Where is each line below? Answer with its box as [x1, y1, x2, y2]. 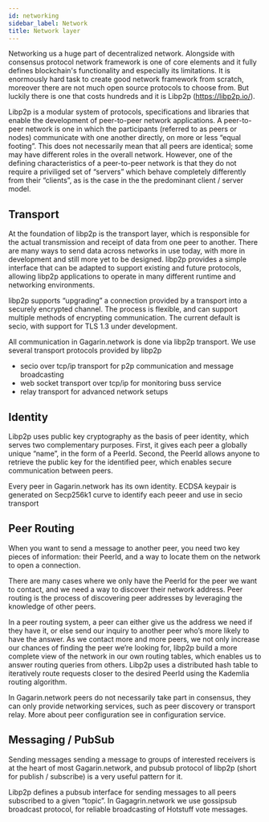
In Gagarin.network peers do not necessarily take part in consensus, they [8, 692, 251, 702]
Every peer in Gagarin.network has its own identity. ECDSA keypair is [8, 481, 237, 491]
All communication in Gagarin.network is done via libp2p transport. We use [8, 337, 256, 347]
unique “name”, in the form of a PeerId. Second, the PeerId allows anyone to [8, 448, 260, 458]
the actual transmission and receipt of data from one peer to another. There [8, 238, 259, 247]
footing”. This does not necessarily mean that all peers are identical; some [8, 142, 254, 151]
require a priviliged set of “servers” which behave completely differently [8, 167, 247, 177]
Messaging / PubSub [8, 733, 115, 747]
